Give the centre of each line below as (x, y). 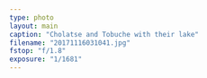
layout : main (34, 26)
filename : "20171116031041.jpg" (70, 43)
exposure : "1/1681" (46, 59)
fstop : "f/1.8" (38, 51)
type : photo (31, 17)
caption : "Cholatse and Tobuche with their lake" (104, 34)
